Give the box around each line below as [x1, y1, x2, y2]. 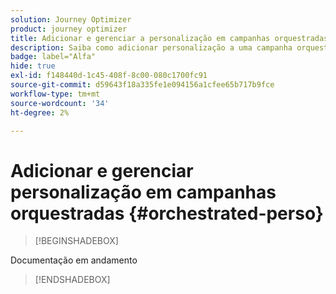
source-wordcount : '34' [10, 98, 110, 108]
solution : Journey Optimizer [10, 14, 132, 25]
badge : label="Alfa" [10, 52, 97, 62]
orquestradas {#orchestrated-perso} [10, 202, 324, 225]
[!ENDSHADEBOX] [34, 274, 111, 286]
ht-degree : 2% [10, 107, 70, 118]
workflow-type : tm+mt [10, 89, 101, 99]
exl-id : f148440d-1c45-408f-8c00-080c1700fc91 [10, 71, 208, 81]
